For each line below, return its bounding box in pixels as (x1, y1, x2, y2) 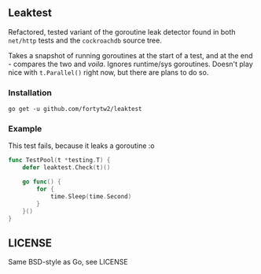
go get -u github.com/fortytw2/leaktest (8, 106, 143, 113)
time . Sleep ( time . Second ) (50, 192, 132, 200)
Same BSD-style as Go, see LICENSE (8, 257, 128, 267)
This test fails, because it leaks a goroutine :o (8, 141, 155, 150)
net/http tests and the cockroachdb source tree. (8, 35, 163, 45)
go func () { (22, 178, 61, 186)
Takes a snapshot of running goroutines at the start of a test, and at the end (8, 50, 253, 60)
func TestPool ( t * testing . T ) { (8, 157, 111, 165)
